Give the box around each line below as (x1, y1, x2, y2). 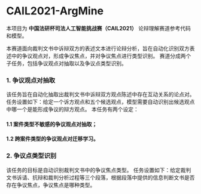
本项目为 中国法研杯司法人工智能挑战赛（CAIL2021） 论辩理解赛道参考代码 (6, 24, 191, 32)
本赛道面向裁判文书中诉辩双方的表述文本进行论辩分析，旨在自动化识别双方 (6, 45, 190, 52)
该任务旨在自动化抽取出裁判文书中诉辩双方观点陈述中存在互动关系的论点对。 (6, 91, 195, 98)
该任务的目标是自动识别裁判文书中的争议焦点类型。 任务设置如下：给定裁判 (6, 166, 191, 174)
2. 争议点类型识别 (6, 152, 57, 160)
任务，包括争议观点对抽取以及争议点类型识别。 (11, 60, 127, 67)
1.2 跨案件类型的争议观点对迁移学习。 (6, 136, 99, 143)
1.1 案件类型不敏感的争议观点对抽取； (6, 121, 98, 128)
